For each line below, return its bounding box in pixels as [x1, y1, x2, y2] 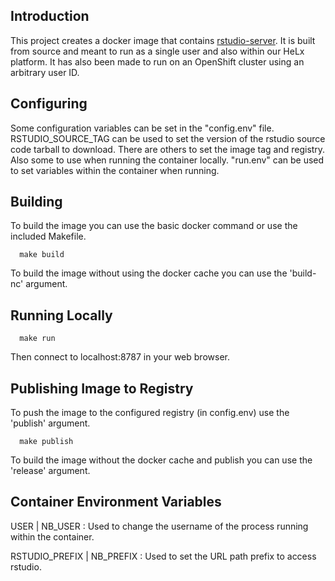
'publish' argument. [10, 417, 91, 429]
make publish [19, 437, 74, 447]
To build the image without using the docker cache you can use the [10, 267, 288, 279]
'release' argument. [10, 465, 91, 477]
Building [10, 194, 63, 211]
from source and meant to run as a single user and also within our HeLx [10, 45, 305, 57]
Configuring [10, 95, 88, 113]
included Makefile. [10, 230, 87, 243]
